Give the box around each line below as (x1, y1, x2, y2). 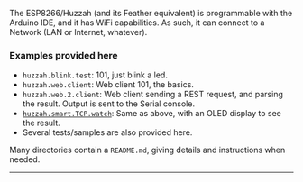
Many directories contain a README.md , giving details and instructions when (9, 144, 286, 156)
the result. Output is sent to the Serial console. (22, 98, 196, 109)
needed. (9, 154, 41, 165)
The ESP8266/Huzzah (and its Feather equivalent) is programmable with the (9, 8, 293, 18)
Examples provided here (9, 49, 119, 61)
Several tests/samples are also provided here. (22, 127, 193, 138)
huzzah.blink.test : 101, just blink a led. (22, 69, 169, 80)
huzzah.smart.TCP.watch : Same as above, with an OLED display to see (22, 108, 282, 119)
